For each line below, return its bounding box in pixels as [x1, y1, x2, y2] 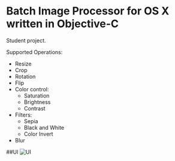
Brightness [23, 98, 51, 106]
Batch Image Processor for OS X [6, 4, 170, 18]
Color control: [14, 85, 49, 93]
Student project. [6, 37, 46, 44]
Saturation [23, 92, 50, 99]
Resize [14, 60, 32, 67]
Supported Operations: [6, 48, 63, 55]
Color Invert [23, 130, 53, 138]
